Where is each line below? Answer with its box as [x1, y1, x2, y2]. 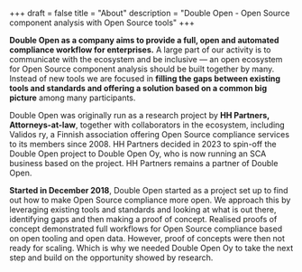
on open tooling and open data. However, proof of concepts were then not [9, 233, 286, 243]
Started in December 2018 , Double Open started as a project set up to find [9, 185, 288, 195]
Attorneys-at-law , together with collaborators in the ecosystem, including [9, 119, 286, 130]
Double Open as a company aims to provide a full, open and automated [9, 35, 279, 45]
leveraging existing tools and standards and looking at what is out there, [9, 204, 277, 215]
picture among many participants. [9, 92, 136, 103]
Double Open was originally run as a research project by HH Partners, [9, 110, 270, 120]
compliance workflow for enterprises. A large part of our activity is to [9, 44, 272, 55]
